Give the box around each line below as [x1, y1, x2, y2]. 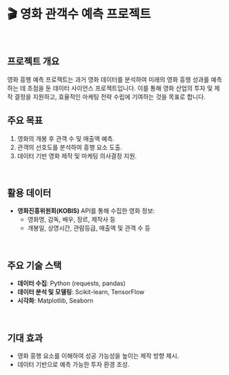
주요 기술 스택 [7, 260, 62, 271]
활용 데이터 [7, 187, 52, 199]
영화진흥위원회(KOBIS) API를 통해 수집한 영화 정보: [17, 206, 155, 215]
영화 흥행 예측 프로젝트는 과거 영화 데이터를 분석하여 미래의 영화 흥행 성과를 [7, 75, 210, 84]
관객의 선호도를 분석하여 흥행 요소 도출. [17, 143, 123, 151]
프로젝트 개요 [7, 56, 60, 68]
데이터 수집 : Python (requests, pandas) [17, 279, 126, 287]
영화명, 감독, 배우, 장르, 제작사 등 [27, 215, 116, 224]
